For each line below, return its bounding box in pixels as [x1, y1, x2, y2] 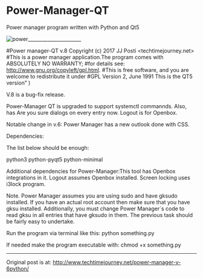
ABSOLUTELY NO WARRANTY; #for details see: [6, 60, 125, 67]
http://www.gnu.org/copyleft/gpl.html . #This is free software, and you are [6, 66, 189, 73]
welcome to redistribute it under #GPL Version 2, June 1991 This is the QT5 [6, 73, 193, 80]
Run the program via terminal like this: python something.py [6, 229, 155, 236]
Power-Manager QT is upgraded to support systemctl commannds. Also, [6, 102, 187, 109]
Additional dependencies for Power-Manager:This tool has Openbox [6, 167, 176, 175]
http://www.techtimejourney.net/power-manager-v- [52, 258, 181, 266]
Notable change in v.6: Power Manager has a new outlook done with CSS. [6, 120, 190, 128]
